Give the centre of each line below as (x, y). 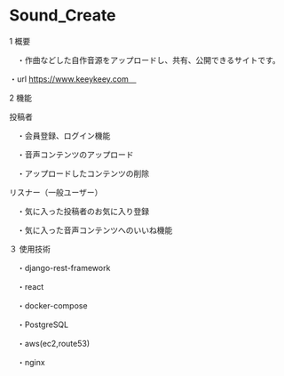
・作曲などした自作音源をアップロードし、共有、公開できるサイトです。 (149, 60)
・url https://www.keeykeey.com (69, 79)
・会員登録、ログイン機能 (63, 135)
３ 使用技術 (30, 249)
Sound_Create (63, 16)
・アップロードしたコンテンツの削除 (83, 173)
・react (30, 286)
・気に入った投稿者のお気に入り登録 (83, 211)
